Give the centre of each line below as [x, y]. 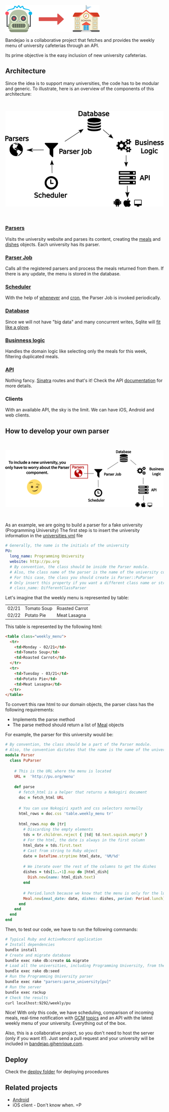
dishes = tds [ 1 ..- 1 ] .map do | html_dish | [66, 872]
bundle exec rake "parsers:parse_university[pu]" [58, 982]
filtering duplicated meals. [32, 356]
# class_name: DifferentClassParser [48, 588]
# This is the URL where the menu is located [63, 771]
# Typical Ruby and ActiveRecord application [54, 939]
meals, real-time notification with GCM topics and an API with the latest [79, 1018]
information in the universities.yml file [44, 536]
